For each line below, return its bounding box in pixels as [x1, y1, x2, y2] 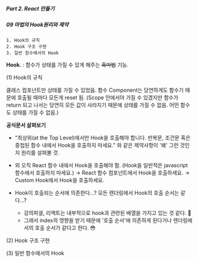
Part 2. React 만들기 [6, 5, 55, 12]
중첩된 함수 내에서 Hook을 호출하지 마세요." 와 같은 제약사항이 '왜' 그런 [14, 142, 179, 149]
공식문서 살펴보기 [6, 121, 46, 129]
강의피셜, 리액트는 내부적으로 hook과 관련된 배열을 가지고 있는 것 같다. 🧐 [23, 210, 191, 217]
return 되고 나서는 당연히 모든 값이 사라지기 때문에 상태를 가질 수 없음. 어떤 [6, 101, 180, 109]
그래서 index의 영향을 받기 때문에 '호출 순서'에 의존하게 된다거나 [23, 217, 172, 224]
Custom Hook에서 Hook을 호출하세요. [14, 177, 105, 184]
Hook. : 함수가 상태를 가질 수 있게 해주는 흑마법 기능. [6, 61, 129, 68]
